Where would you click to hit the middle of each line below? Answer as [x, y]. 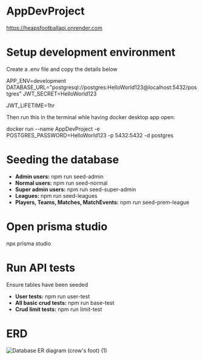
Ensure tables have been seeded [47, 284]
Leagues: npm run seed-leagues [56, 195]
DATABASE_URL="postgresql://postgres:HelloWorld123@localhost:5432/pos [101, 87]
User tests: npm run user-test [52, 296]
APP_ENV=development [36, 80]
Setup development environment [91, 52]
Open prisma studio [57, 227]
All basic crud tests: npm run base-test [65, 303]
